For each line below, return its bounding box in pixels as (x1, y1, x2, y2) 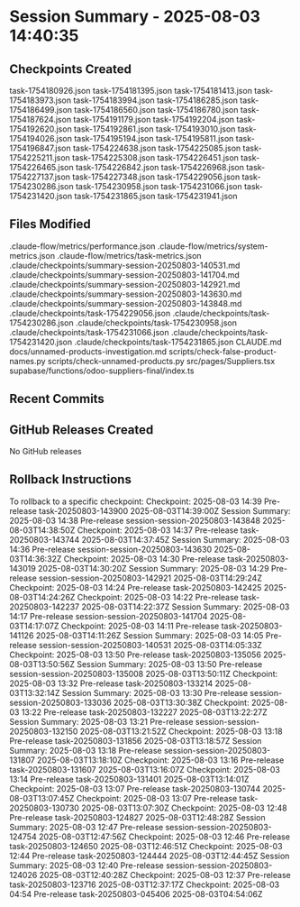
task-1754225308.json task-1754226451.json (71, 152, 239, 163)
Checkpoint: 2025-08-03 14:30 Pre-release (63, 553, 226, 564)
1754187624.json (9, 115, 72, 124)
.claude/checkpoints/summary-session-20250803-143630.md (9, 289, 242, 299)
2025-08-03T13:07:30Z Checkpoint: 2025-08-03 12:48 (80, 802, 287, 813)
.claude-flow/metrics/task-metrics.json (57, 250, 202, 261)
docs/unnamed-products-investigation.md (9, 345, 168, 357)
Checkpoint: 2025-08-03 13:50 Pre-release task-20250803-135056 (9, 649, 261, 660)
